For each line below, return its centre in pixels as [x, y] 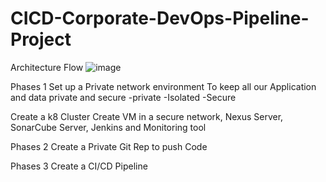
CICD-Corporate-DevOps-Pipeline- [160, 18]
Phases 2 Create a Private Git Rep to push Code [109, 146]
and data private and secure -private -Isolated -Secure [123, 97]
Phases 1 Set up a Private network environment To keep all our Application [163, 86]
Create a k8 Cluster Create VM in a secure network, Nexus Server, [147, 116]
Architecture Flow [47, 67]
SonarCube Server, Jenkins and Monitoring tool [108, 127]
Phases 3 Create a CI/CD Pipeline [79, 166]
